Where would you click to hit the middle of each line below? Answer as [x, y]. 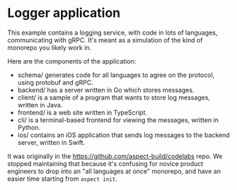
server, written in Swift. [51, 142]
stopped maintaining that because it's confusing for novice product [105, 163]
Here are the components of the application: [72, 61]
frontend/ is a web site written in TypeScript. [82, 112]
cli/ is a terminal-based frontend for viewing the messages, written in [118, 120]
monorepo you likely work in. [50, 47]
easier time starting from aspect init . [63, 179]
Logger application [64, 13]
